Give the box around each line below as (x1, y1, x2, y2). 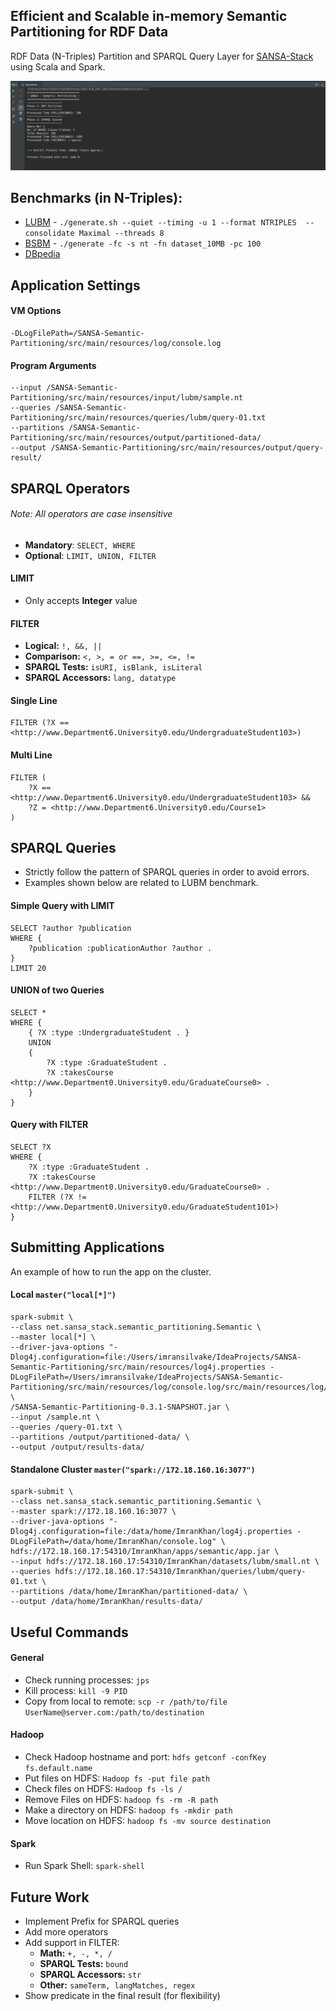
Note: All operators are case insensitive (10, 508, 173, 520)
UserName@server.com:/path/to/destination (24, 1707, 205, 1718)
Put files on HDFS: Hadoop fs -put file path (24, 1772, 211, 1784)
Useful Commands (10, 1624, 129, 1641)
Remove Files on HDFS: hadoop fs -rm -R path (24, 1794, 219, 1805)
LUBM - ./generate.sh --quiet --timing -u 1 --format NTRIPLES (24, 216, 297, 228)
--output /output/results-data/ (10, 1442, 145, 1452)
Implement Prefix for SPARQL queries (24, 1915, 180, 1928)
